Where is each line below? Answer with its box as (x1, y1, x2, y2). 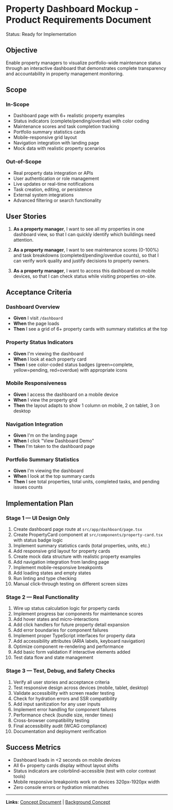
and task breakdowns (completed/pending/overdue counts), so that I (13, 252, 159, 258)
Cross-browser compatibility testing (13, 717, 90, 723)
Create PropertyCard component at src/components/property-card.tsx (13, 532, 163, 538)
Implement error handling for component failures (13, 706, 117, 712)
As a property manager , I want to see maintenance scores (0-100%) (13, 246, 159, 253)
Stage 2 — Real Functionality (6, 593, 79, 601)
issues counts (13, 484, 43, 490)
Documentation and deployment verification (13, 728, 107, 734)
